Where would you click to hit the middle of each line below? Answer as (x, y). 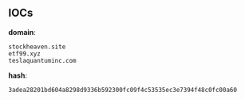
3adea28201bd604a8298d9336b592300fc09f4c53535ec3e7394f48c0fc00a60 (123, 90)
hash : (18, 75)
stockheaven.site (37, 47)
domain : (22, 32)
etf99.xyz (25, 54)
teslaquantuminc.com (43, 60)
